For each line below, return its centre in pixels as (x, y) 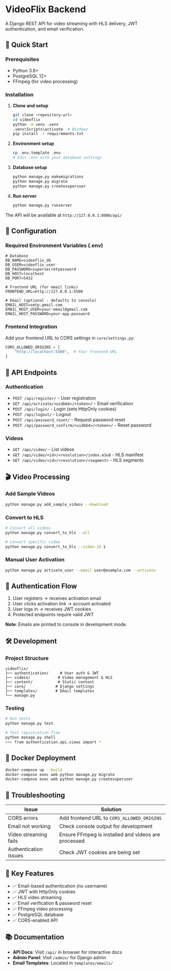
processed (72, 841)
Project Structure (27, 658)
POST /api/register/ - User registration (54, 398)
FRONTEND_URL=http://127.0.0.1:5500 (44, 292)
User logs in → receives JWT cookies (52, 609)
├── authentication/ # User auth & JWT (52, 673)
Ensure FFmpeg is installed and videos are (110, 835)
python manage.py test (29, 724)
